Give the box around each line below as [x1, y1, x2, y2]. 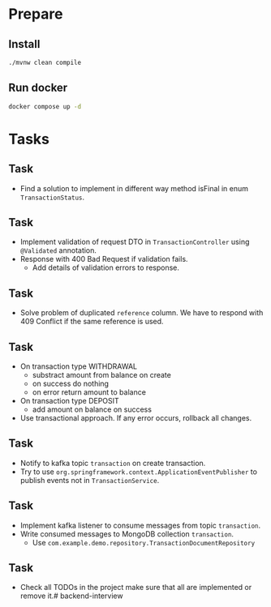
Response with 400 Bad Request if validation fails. [19, 254, 188, 264]
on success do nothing [32, 378, 110, 388]
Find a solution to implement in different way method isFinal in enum [19, 183, 249, 193]
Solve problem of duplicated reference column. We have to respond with [19, 308, 264, 318]
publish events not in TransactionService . [19, 475, 160, 485]
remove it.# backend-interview [19, 591, 123, 601]
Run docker [8, 81, 68, 95]
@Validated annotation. [19, 246, 97, 255]
